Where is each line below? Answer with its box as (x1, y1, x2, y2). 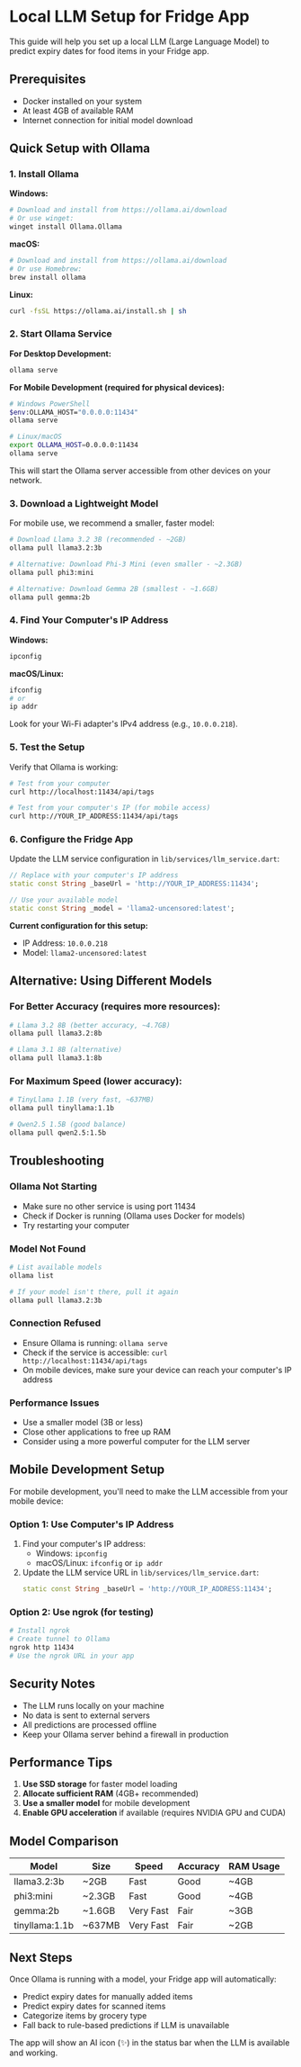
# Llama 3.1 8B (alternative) (9, 1046, 123, 1055)
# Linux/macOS (9, 432, 63, 442)
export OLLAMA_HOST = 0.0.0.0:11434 (9, 441, 139, 450)
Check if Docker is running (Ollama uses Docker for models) (22, 1210, 245, 1221)
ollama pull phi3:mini (9, 568, 94, 577)
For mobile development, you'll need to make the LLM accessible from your (9, 1486, 288, 1496)
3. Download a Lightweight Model (9, 497, 159, 509)
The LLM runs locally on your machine (22, 1700, 164, 1711)
